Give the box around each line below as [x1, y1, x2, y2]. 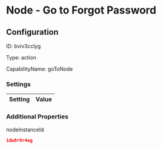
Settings [6, 80, 31, 88]
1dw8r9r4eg [6, 137, 33, 143]
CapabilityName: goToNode [6, 65, 73, 72]
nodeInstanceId [6, 126, 44, 133]
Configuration [6, 27, 59, 37]
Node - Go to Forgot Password [6, 4, 157, 17]
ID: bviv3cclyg [6, 42, 41, 49]
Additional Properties [6, 112, 69, 121]
